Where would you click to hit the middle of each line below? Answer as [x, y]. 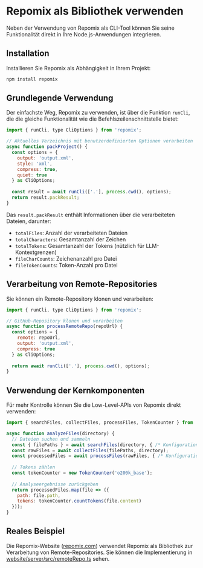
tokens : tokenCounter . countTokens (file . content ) [79, 501]
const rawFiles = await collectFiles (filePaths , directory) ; [90, 450]
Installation [28, 54]
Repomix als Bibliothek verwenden [95, 11]
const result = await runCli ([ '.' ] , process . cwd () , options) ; [92, 192]
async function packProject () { [47, 147]
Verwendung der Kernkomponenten [76, 390]
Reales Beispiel [36, 531]
